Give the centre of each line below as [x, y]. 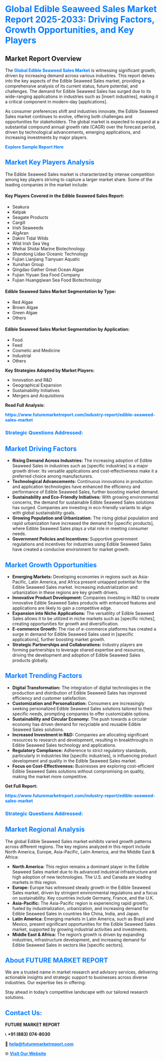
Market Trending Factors [44, 676]
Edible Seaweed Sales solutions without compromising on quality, [78, 771]
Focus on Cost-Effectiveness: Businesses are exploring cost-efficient [83, 766]
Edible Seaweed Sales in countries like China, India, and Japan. [76, 913]
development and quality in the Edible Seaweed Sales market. [74, 760]
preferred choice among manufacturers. [53, 476]
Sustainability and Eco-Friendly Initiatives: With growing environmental [85, 497]
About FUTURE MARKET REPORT [57, 960]
